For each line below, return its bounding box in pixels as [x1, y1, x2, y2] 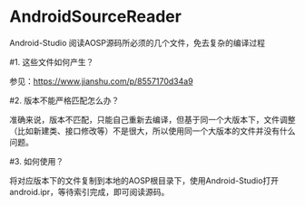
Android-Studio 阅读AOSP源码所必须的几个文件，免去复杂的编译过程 [9, 37, 266, 48]
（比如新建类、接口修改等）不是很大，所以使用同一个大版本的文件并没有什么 [9, 125, 296, 136]
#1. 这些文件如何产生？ [9, 56, 94, 67]
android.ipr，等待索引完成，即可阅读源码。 [9, 186, 170, 197]
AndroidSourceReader [9, 6, 182, 27]
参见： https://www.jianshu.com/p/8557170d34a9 [9, 75, 193, 87]
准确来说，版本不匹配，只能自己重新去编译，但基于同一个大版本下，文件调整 [9, 114, 296, 125]
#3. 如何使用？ [9, 155, 64, 166]
